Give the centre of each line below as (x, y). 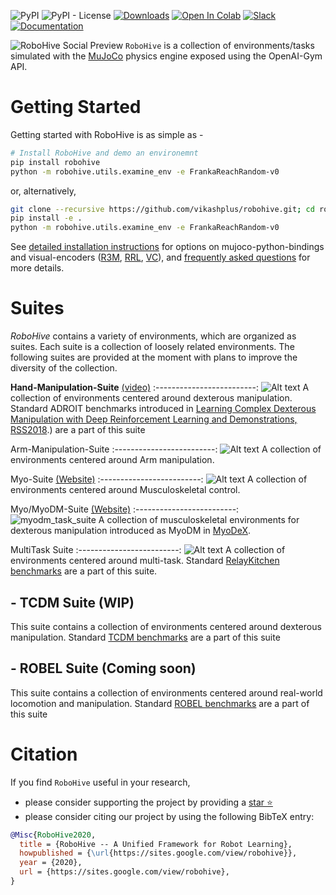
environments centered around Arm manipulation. (112, 460)
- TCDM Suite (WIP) (72, 602)
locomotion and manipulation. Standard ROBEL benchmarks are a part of (160, 703)
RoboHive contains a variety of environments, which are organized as (153, 336)
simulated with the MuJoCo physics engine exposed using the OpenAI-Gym (166, 56)
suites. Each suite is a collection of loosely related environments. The (152, 347)
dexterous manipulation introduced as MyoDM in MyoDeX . (130, 531)
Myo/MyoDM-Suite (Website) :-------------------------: (125, 509)
